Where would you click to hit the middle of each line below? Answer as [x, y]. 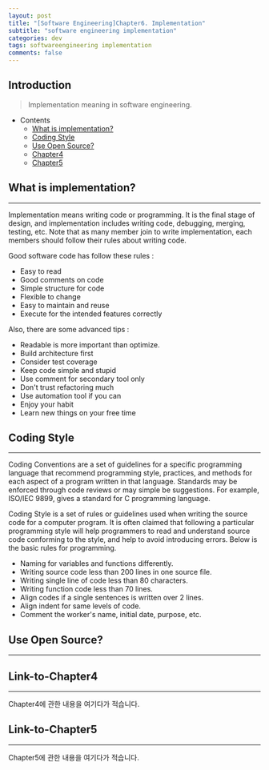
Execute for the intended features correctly [91, 314]
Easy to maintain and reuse [64, 305]
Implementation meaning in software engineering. [110, 104]
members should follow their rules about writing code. [97, 240]
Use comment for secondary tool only [82, 379]
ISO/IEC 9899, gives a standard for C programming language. [109, 499]
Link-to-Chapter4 [53, 676]
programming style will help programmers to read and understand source [129, 531]
